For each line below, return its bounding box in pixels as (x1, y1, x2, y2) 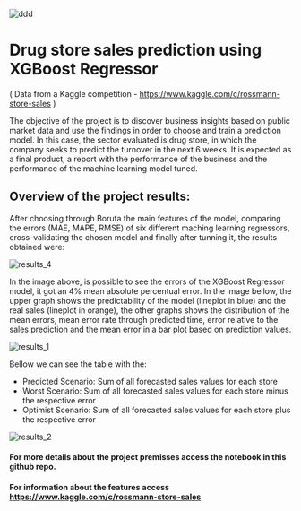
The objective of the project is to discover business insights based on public (9, 115, 291, 126)
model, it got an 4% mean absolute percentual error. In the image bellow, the (9, 285, 292, 296)
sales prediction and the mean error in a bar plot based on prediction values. (9, 324, 292, 334)
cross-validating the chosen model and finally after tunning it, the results (9, 231, 278, 242)
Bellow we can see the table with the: (9, 359, 148, 369)
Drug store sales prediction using (9, 40, 262, 60)
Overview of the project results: (9, 189, 191, 204)
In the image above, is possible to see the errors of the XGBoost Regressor (9, 276, 285, 287)
